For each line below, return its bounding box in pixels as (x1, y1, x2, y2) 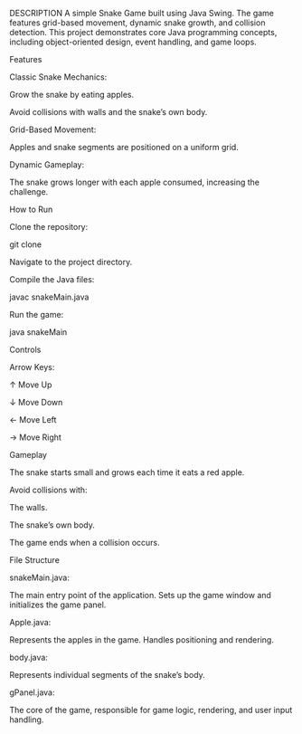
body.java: (9, 652, 48, 663)
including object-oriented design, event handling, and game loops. (9, 36, 258, 47)
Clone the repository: (9, 222, 89, 232)
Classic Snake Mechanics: (9, 71, 108, 82)
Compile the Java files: (9, 274, 95, 284)
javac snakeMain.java (9, 291, 90, 302)
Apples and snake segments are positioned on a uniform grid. (9, 142, 240, 152)
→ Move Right (9, 432, 61, 443)
